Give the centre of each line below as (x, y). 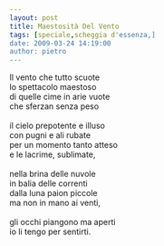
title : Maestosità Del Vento (64, 26)
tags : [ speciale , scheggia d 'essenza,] (82, 34)
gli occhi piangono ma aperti (63, 222)
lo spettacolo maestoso (53, 87)
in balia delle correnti (48, 183)
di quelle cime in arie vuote (60, 97)
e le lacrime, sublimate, (53, 154)
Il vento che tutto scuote (55, 77)
